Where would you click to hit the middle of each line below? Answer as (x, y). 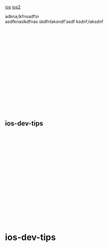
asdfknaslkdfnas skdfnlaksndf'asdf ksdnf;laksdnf (54, 22)
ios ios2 (13, 7)
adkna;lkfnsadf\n (22, 16)
